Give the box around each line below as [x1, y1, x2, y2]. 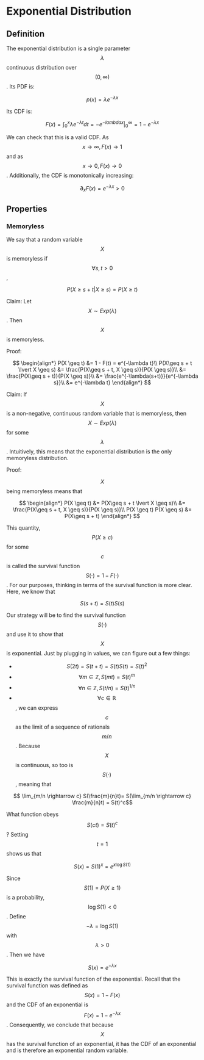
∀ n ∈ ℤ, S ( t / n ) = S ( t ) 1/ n [78, 683, 136, 691]
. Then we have [6, 951, 45, 958]
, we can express [15, 704, 58, 712]
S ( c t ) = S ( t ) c [86, 820, 118, 828]
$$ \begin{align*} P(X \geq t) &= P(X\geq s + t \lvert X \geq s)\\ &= [19, 499, 186, 507]
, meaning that [15, 781, 52, 788]
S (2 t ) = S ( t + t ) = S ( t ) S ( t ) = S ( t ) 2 [66, 662, 147, 669]
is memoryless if [6, 255, 48, 262]
